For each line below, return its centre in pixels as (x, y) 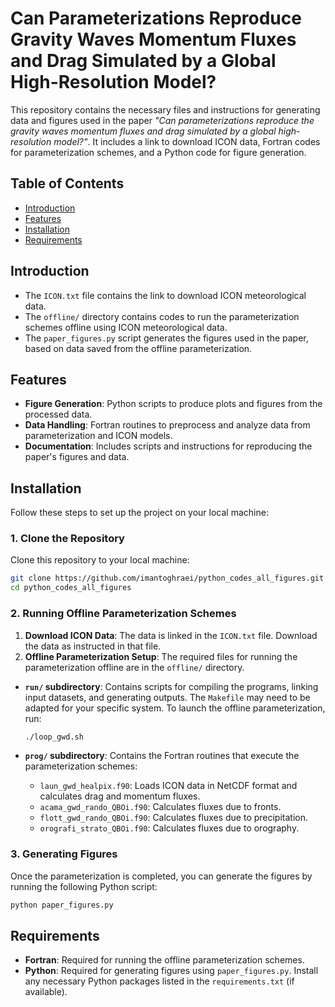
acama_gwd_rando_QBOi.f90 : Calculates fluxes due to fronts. (160, 807)
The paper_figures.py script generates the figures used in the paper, (166, 338)
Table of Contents (67, 183)
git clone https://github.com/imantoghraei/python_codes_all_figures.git (167, 578)
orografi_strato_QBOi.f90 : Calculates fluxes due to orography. (169, 828)
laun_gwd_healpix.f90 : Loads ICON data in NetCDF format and (168, 786)
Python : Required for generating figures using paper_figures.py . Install (171, 971)
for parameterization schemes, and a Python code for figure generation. (158, 152)
